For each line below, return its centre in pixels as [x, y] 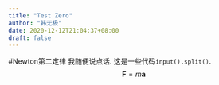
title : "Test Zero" [41, 15]
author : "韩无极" [35, 23]
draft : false [30, 38]
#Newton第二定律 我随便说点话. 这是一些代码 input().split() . [110, 61]
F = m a [134, 74]
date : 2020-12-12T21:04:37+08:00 [64, 30]
